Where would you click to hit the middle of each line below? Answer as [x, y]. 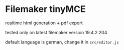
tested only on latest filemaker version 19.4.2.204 [56, 32]
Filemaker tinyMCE [45, 9]
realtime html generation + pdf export [44, 23]
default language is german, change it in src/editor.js [62, 42]
